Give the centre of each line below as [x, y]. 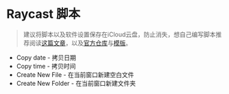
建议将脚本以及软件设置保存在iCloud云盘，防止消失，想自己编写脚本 [120, 34]
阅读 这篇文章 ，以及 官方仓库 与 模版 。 [80, 43]
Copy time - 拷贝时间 [46, 66]
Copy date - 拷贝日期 [46, 57]
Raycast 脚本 [43, 14]
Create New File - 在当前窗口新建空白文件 [75, 74]
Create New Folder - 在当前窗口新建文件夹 [76, 83]
